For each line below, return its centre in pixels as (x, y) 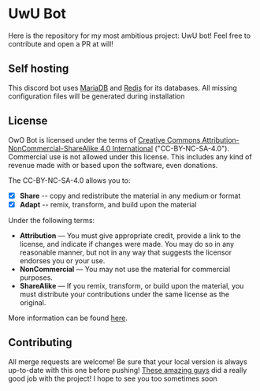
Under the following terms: (52, 220)
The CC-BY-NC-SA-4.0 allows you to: (69, 180)
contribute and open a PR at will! (61, 43)
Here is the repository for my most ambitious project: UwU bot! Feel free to (129, 35)
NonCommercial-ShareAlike (53, 148)
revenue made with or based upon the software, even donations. (113, 165)
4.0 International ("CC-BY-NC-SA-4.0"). (165, 148)
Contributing (40, 343)
